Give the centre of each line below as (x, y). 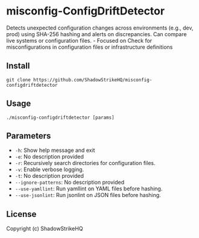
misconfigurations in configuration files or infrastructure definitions (90, 47)
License (21, 214)
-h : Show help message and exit (55, 150)
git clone (19, 80)
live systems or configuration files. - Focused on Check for (79, 40)
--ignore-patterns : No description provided (70, 183)
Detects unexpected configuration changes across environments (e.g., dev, (100, 28)
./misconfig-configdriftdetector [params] (60, 117)
